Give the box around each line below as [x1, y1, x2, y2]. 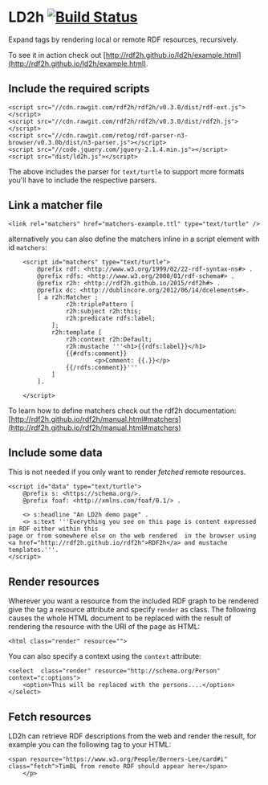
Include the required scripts [8, 82, 150, 96]
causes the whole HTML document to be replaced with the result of [8, 613, 232, 623]
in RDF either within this [8, 525, 99, 534]
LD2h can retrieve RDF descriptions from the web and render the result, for [8, 731, 257, 741]
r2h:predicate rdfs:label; [65, 314, 156, 322]
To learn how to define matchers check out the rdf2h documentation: [8, 406, 237, 415]
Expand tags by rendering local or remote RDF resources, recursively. [8, 35, 239, 44]
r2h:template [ [51, 328, 103, 337]
